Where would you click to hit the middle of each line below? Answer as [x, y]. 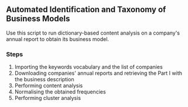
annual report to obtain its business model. [58, 39]
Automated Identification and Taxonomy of [86, 10]
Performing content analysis [49, 86]
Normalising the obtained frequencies [60, 92]
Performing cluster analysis [47, 98]
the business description [44, 80]
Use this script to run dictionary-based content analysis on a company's [93, 33]
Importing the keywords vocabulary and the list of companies [88, 67]
